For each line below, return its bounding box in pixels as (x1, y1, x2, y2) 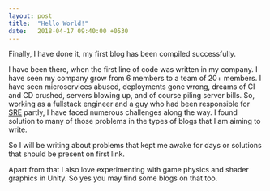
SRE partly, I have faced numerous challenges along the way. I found (8, 108, 238, 117)
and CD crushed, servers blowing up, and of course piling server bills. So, (8, 91, 255, 100)
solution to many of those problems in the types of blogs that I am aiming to (8, 117, 261, 126)
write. (8, 125, 28, 134)
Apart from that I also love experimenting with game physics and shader (8, 165, 249, 175)
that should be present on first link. (8, 149, 126, 159)
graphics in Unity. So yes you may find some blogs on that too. (8, 173, 218, 183)
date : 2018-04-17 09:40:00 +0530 (8, 27, 129, 35)
